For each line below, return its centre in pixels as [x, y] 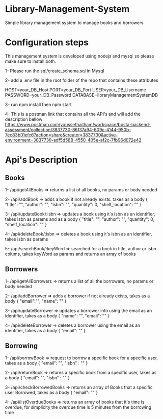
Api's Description [41, 160]
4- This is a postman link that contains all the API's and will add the [73, 114]
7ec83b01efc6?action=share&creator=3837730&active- [61, 135]
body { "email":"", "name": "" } [36, 301]
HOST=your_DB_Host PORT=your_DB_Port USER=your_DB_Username [76, 90]
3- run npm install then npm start [39, 105]
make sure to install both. [31, 61]
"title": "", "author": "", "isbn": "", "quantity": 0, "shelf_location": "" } [73, 204]
